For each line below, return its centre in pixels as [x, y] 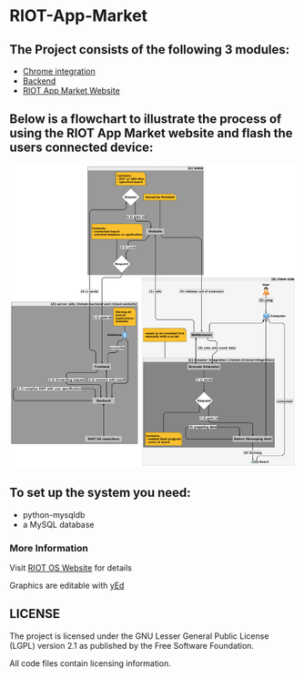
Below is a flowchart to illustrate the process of [146, 119]
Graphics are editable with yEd [67, 585]
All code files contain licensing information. [90, 663]
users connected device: [81, 148]
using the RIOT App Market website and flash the [151, 133]
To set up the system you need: [100, 493]
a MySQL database [58, 524]
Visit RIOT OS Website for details [71, 568]
